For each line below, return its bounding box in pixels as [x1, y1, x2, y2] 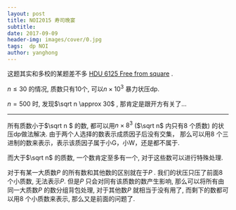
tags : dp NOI [7, 43, 49, 50]
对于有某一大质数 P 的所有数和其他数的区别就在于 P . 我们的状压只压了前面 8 [7, 169, 223, 177]
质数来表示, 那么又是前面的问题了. [37, 195, 136, 203]
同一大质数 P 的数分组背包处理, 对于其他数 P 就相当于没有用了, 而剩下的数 [7, 186, 216, 195]
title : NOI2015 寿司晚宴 [7, 17, 76, 24]
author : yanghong [7, 50, 58, 57]
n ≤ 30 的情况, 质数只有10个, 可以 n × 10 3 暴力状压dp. [7, 83, 160, 93]
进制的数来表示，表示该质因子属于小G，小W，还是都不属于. [7, 139, 181, 147]
